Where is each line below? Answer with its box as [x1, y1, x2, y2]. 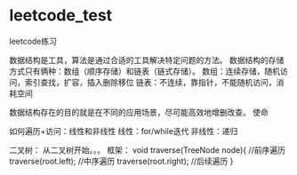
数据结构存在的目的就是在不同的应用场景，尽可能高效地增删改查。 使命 [9, 107, 269, 117]
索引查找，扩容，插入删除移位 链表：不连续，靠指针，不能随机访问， [24, 76, 277, 87]
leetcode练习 [9, 36, 58, 46]
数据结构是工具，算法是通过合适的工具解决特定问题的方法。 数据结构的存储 [9, 54, 285, 65]
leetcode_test [9, 5, 113, 26]
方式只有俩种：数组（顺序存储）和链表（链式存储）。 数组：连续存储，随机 [9, 66, 280, 76]
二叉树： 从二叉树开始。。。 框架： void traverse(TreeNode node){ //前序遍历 [9, 144, 286, 155]
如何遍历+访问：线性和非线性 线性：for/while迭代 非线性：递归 [9, 125, 238, 136]
